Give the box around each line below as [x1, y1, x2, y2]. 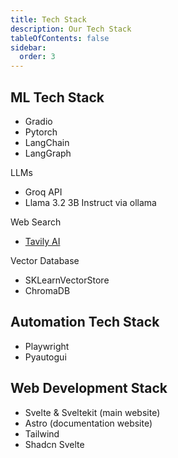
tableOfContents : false [10, 33, 110, 43]
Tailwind [24, 427, 60, 440]
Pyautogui [24, 351, 67, 363]
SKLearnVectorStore [24, 274, 110, 286]
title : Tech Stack [10, 14, 87, 25]
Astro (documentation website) [24, 417, 153, 429]
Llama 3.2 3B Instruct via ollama [24, 196, 157, 208]
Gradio [24, 115, 53, 127]
